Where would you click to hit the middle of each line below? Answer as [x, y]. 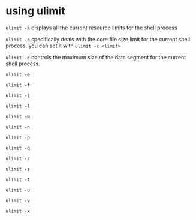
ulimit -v [18, 200]
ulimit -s [18, 169]
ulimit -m [18, 116]
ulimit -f [18, 85]
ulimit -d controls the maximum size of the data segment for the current [96, 57]
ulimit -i [18, 95]
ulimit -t [18, 179]
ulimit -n [18, 127]
